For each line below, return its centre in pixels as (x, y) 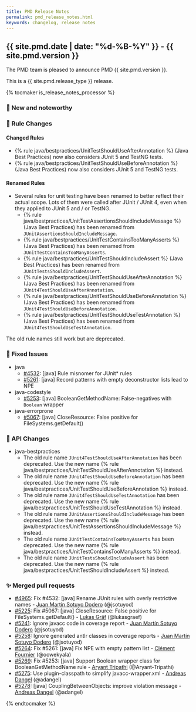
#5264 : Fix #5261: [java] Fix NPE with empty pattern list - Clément (94, 648)
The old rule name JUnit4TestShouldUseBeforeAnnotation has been (104, 476)
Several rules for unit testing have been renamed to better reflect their (99, 196)
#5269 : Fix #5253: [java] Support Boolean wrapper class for (87, 661)
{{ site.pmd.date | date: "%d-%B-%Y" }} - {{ (90, 46)
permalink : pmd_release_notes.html (50, 17)
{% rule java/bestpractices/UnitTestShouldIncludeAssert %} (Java (103, 259)
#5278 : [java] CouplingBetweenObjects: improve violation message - (98, 686)
